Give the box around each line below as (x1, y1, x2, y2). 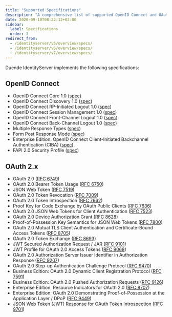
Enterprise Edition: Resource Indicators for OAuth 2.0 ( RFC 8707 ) (12, 285, 150, 291)
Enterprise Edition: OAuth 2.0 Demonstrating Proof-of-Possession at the (12, 290, 165, 296)
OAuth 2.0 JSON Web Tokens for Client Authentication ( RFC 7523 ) (12, 208, 153, 215)
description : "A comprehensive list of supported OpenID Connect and (5, 12, 157, 17)
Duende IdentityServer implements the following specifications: (5, 65, 139, 71)
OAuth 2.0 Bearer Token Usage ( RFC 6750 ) (12, 181, 104, 187)
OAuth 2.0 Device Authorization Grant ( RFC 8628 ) (12, 214, 118, 220)
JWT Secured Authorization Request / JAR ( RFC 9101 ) (12, 241, 126, 247)
